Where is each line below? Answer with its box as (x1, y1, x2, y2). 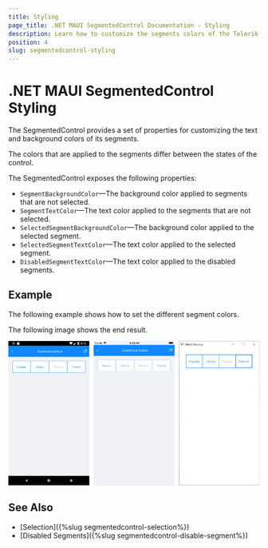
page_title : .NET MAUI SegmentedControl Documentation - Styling (8, 21, 230, 30)
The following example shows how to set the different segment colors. (8, 309, 239, 319)
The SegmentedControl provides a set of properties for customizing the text (8, 125, 258, 135)
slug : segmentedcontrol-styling (8, 46, 116, 55)
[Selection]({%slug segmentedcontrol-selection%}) (19, 522, 190, 531)
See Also (8, 501, 53, 514)
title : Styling (8, 13, 59, 21)
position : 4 (8, 38, 48, 46)
